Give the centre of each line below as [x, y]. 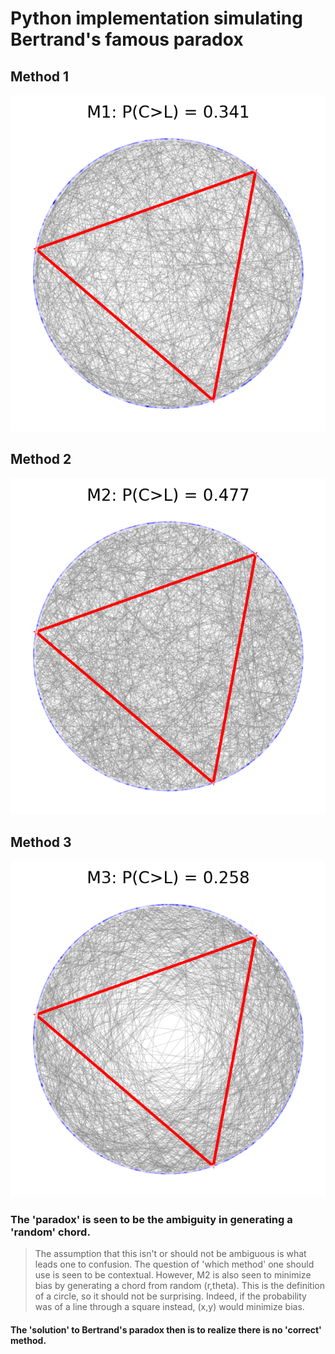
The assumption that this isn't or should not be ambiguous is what [170, 1254]
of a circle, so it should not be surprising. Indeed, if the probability [170, 1296]
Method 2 [41, 459]
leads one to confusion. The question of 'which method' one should [174, 1264]
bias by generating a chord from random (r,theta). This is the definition [179, 1286]
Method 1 [40, 76]
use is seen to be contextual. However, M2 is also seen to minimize [173, 1275]
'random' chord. [50, 1232]
